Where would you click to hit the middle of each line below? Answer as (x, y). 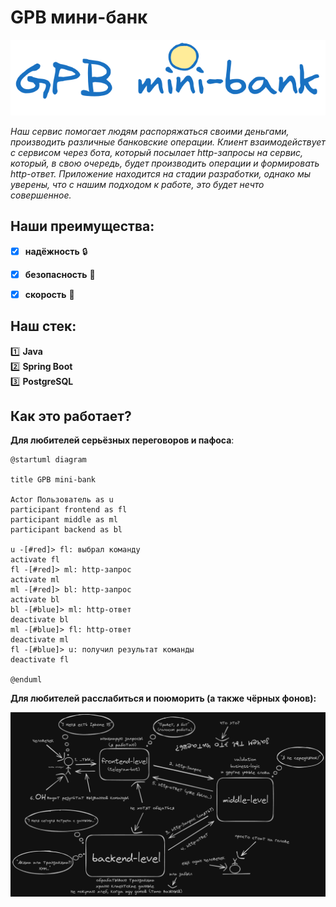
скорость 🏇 (49, 294)
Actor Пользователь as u (62, 500)
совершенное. (41, 195)
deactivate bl (40, 620)
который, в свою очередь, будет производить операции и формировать (165, 163)
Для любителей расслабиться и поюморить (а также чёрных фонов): (163, 698)
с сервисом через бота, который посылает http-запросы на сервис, (157, 152)
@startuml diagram (48, 460)
